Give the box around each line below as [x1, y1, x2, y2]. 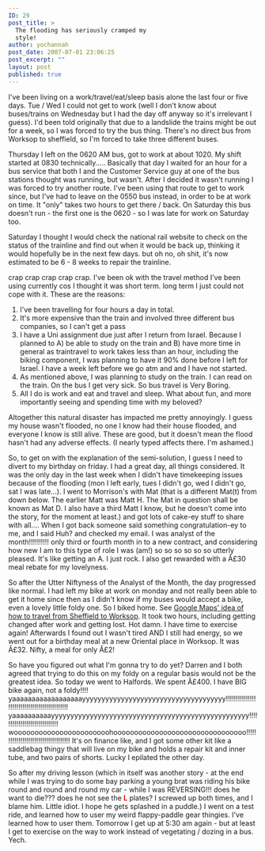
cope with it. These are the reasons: [8, 289, 126, 299]
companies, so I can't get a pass [19, 321, 127, 331]
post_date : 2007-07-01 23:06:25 [8, 48, 115, 56]
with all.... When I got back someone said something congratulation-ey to [8, 520, 247, 530]
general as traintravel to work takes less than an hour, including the [19, 346, 239, 356]
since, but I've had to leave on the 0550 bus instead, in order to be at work [8, 191, 252, 201]
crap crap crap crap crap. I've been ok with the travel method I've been [8, 272, 241, 282]
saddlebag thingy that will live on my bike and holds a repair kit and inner [8, 744, 246, 754]
